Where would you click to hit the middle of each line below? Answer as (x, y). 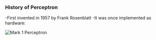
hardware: (15, 23)
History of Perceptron (31, 7)
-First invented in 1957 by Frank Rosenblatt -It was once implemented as (78, 18)
